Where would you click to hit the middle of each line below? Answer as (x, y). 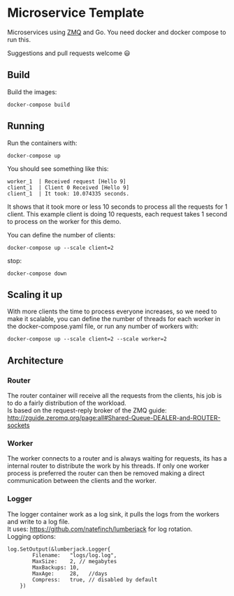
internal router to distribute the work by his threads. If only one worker (108, 466)
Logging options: (31, 536)
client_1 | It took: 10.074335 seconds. (68, 193)
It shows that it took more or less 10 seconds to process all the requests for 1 (117, 207)
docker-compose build (39, 105)
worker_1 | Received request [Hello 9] (67, 181)
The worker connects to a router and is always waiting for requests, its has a (117, 459)
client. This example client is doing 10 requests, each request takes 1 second (117, 214)
